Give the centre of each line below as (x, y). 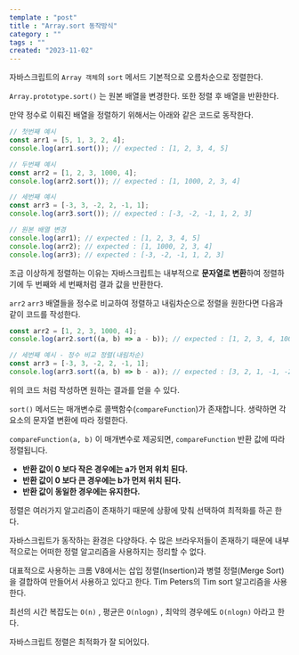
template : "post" (43, 17)
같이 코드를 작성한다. (45, 314)
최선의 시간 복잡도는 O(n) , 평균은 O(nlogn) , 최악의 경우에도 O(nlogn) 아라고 (142, 611)
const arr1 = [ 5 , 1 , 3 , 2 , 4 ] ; (67, 140)
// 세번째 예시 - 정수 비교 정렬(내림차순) (77, 356)
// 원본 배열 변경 (38, 230)
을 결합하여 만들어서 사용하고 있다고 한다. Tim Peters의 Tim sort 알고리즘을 (140, 581)
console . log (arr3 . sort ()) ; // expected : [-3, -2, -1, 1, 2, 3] (131, 214)
